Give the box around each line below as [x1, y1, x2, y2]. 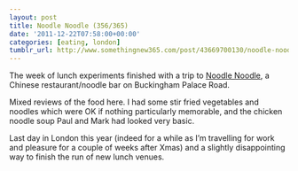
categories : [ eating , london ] [9, 37, 122, 47]
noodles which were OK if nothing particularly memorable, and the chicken [9, 106, 283, 117]
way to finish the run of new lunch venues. [9, 152, 165, 162]
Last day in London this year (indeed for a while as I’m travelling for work [9, 133, 275, 144]
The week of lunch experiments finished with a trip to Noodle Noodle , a [9, 70, 271, 81]
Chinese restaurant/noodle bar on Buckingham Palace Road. [9, 80, 231, 90]
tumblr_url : [9, 46, 53, 55]
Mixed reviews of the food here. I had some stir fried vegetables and [9, 97, 259, 107]
